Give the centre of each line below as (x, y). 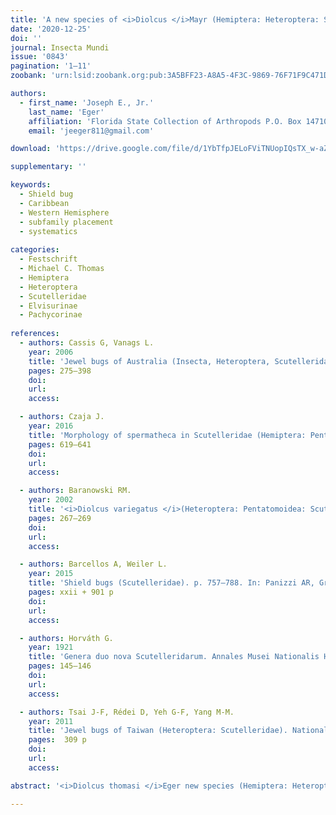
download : (31, 149)
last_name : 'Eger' (66, 112)
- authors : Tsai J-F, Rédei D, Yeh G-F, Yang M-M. (127, 712)
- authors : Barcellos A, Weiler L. (93, 564)
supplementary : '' (48, 167)
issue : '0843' (40, 57)
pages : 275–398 (60, 371)
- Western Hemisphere (64, 212)
